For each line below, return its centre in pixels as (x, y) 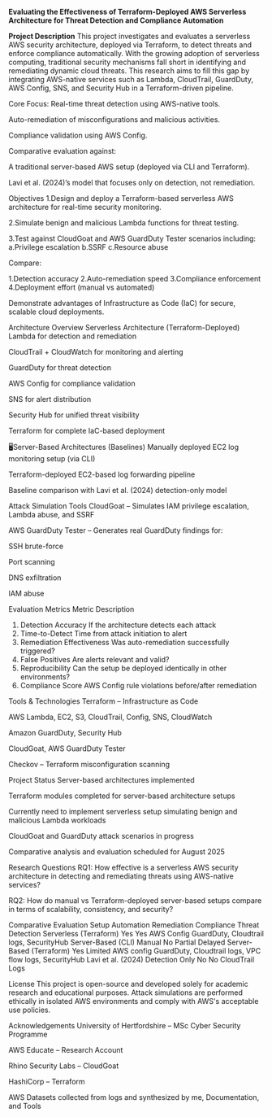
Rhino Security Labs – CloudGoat (64, 1066)
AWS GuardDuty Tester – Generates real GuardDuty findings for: (116, 530)
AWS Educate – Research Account (66, 1050)
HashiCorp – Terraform (47, 1082)
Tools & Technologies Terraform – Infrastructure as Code (104, 701)
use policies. (30, 1010)
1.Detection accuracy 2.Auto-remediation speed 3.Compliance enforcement (135, 279)
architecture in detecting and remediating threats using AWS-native (121, 876)
